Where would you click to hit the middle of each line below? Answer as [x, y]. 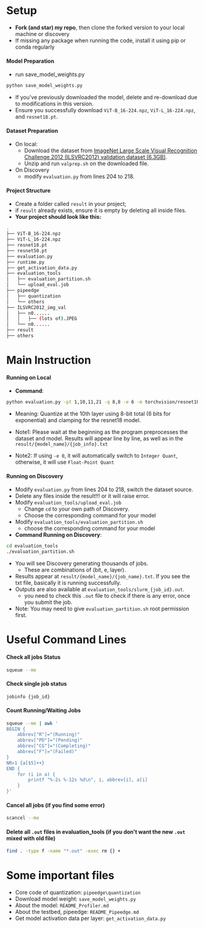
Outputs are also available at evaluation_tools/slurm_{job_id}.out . [100, 589]
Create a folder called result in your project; [70, 204]
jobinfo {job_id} [28, 696]
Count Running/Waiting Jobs [43, 710]
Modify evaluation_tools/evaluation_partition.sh [79, 522]
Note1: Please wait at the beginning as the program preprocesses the [101, 432]
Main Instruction [49, 360]
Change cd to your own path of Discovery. [76, 509]
